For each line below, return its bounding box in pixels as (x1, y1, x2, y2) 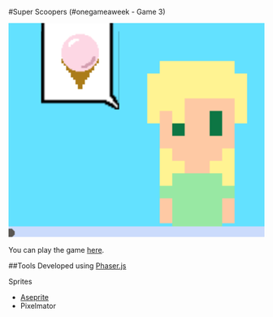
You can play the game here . (8, 245, 105, 254)
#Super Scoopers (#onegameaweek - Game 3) (8, 7, 166, 16)
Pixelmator (19, 301, 57, 310)
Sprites (8, 276, 32, 286)
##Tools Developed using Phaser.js (8, 260, 127, 271)
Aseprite (19, 292, 49, 302)
